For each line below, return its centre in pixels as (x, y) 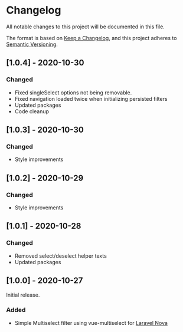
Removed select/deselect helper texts (61, 256)
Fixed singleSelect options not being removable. (73, 93)
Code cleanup (32, 111)
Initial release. (23, 295)
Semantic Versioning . (32, 44)
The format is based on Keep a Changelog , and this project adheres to (91, 38)
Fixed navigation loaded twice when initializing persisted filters (91, 98)
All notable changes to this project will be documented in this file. (86, 27)
